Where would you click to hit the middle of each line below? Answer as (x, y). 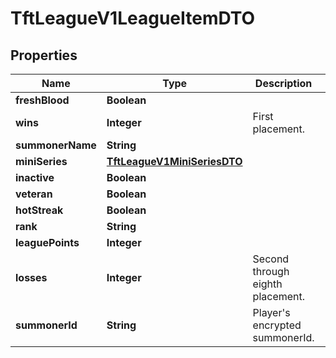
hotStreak (39, 210)
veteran (34, 194)
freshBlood (42, 100)
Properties (44, 55)
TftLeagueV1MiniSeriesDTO (174, 161)
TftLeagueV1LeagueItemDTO (133, 18)
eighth (267, 284)
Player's (271, 312)
